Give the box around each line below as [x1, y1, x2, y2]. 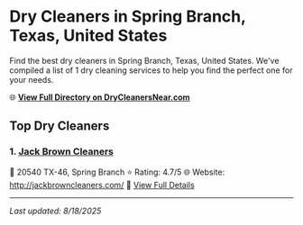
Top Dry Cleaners [9, 119, 110, 134]
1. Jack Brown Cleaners [9, 146, 115, 158]
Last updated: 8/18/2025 [9, 205, 102, 216]
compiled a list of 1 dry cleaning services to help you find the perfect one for [9, 65, 293, 76]
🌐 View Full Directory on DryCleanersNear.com [9, 92, 191, 103]
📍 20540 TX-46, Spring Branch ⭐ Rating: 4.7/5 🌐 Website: [9, 166, 225, 177]
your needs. [9, 74, 54, 85]
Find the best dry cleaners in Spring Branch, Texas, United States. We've [9, 55, 280, 66]
